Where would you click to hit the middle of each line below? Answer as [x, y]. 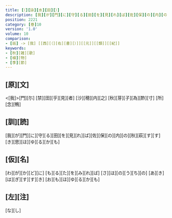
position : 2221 [21, 19]
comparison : [18, 39]
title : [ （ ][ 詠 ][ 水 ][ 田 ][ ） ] [33, 10]
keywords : [16, 48]
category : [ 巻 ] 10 [24, 24]
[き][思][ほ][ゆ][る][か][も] [33, 142]
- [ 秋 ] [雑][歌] [20, 53]
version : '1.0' [21, 29]
